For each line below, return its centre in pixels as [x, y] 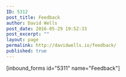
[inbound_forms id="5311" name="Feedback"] [63, 68]
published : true [26, 51]
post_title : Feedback [33, 17]
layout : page [22, 40]
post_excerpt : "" [28, 34]
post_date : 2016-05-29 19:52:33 [46, 29]
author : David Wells [32, 23]
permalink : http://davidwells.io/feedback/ [61, 46]
